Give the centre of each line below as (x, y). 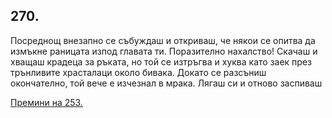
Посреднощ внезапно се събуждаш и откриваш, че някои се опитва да (163, 40)
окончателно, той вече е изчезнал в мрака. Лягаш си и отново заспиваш (166, 83)
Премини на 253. (46, 102)
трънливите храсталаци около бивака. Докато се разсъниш (138, 72)
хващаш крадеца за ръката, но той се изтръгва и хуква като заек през (161, 61)
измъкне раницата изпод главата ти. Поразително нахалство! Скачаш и (164, 51)
